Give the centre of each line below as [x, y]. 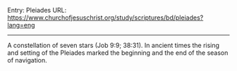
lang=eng [21, 25]
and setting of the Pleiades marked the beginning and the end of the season [118, 53]
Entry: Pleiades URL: [37, 10]
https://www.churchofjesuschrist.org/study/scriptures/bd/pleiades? [105, 18]
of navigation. [27, 60]
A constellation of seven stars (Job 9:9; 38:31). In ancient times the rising [114, 45]
